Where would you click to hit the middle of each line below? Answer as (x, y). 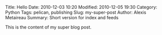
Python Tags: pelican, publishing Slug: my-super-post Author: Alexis (76, 12)
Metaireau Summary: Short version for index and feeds (62, 17)
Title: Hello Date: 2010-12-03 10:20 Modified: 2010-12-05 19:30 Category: (81, 7)
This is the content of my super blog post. (48, 27)
